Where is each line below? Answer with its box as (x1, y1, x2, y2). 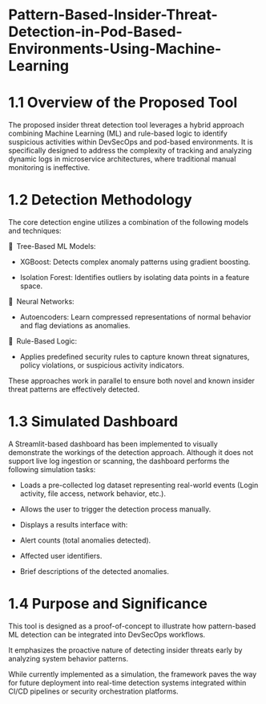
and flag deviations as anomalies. (19, 321, 131, 331)
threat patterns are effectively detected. (8, 385, 140, 394)
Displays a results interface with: (19, 520, 128, 529)
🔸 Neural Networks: (8, 297, 75, 307)
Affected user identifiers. (19, 551, 103, 560)
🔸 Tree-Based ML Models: (8, 242, 96, 251)
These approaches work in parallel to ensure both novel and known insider (8, 376, 255, 386)
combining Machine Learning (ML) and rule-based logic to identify (8, 128, 228, 138)
